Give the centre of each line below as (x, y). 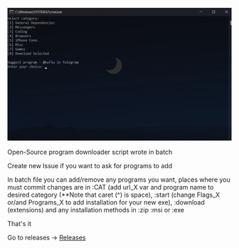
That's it (20, 223)
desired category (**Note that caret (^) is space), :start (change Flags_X (114, 195)
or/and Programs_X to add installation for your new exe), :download (106, 202)
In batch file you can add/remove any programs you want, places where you (119, 180)
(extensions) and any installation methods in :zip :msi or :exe (96, 210)
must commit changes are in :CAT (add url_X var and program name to (111, 187)
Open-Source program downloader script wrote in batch (90, 152)
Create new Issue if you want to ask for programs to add (90, 165)
